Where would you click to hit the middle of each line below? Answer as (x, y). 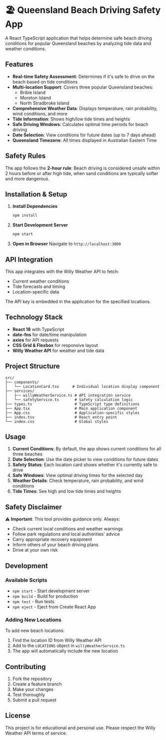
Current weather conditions (41, 281)
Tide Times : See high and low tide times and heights (67, 491)
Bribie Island (33, 92)
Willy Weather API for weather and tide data (58, 350)
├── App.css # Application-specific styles (72, 413)
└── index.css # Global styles (57, 421)
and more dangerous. (27, 178)
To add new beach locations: (35, 630)
